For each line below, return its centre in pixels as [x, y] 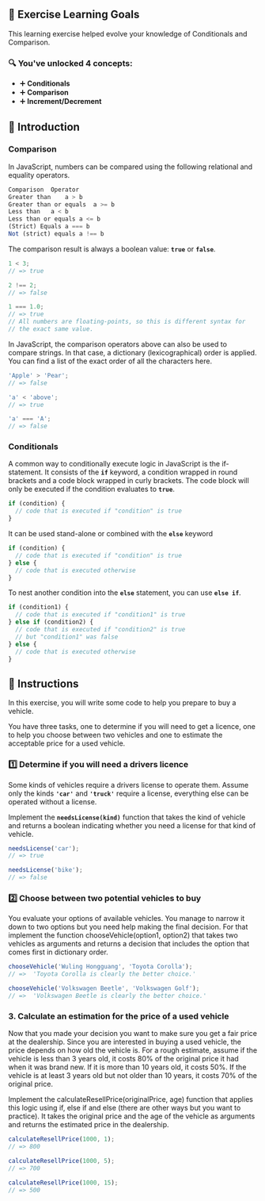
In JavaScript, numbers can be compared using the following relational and [131, 167]
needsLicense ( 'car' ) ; [44, 848]
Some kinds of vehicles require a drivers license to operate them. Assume [129, 785]
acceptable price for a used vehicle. [67, 743]
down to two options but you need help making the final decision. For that [128, 927]
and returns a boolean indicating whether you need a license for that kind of [132, 825]
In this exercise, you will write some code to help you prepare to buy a [122, 703]
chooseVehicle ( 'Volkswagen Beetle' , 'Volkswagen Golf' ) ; [104, 988]
